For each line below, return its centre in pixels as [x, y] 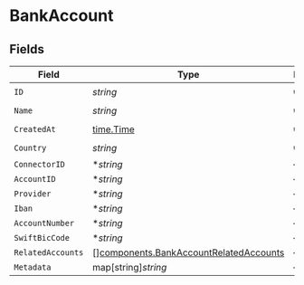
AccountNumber [44, 223]
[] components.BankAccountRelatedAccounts [188, 252]
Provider [33, 194]
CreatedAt [35, 129]
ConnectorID [40, 164]
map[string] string [129, 267]
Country [30, 147]
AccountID [35, 179]
